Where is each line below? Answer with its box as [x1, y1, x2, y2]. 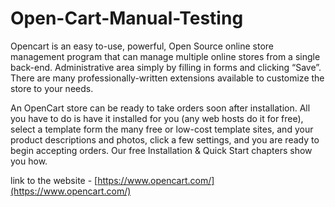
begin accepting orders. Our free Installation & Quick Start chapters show [10, 144, 313, 156]
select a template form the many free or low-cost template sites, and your [10, 123, 314, 135]
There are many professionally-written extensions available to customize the [10, 72, 325, 84]
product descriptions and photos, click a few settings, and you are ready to [10, 133, 320, 146]
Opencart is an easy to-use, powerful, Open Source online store [10, 40, 275, 52]
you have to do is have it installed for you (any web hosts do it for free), [10, 112, 304, 124]
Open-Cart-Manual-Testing [10, 7, 244, 30]
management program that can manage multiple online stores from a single [10, 50, 321, 62]
